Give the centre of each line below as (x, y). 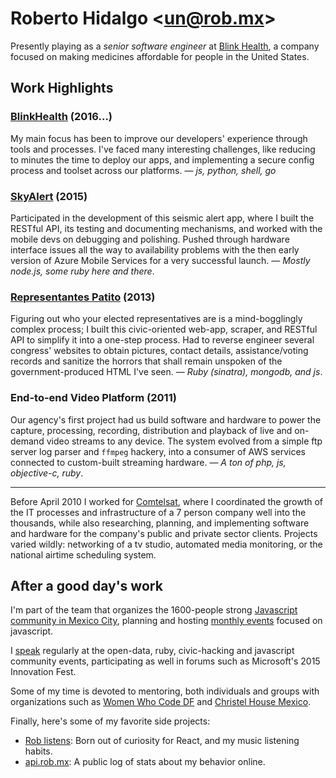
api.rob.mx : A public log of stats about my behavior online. (145, 762)
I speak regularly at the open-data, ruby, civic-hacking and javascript (152, 651)
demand (27, 441)
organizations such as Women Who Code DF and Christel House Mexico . (161, 702)
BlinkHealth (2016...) (61, 117)
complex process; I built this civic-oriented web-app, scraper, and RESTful (164, 329)
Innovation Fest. (43, 672)
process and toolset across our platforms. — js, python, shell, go (143, 170)
